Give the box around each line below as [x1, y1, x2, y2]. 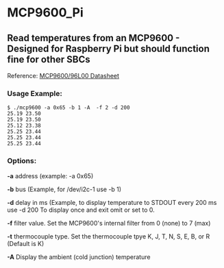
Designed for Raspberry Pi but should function [7, 42, 210, 54]
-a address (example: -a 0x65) [7, 171, 94, 180]
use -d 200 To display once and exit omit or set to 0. [7, 206, 155, 214]
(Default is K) [7, 239, 45, 247]
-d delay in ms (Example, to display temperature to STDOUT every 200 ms [7, 198, 217, 206]
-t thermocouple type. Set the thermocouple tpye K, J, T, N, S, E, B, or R [7, 232, 210, 241]
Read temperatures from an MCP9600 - [7, 32, 180, 44]
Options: [7, 156, 37, 166]
